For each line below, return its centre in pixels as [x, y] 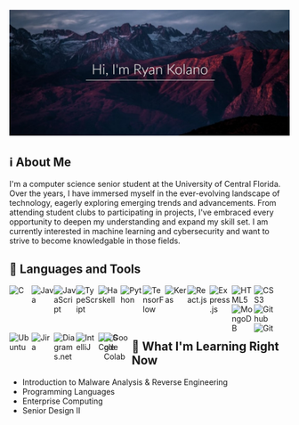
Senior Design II [51, 410]
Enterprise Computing [63, 401]
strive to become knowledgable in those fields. [95, 241]
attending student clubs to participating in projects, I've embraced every [141, 212]
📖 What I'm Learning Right [206, 347]
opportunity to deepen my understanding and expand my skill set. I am [139, 222]
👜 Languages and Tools [75, 269]
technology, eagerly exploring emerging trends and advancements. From [143, 203]
